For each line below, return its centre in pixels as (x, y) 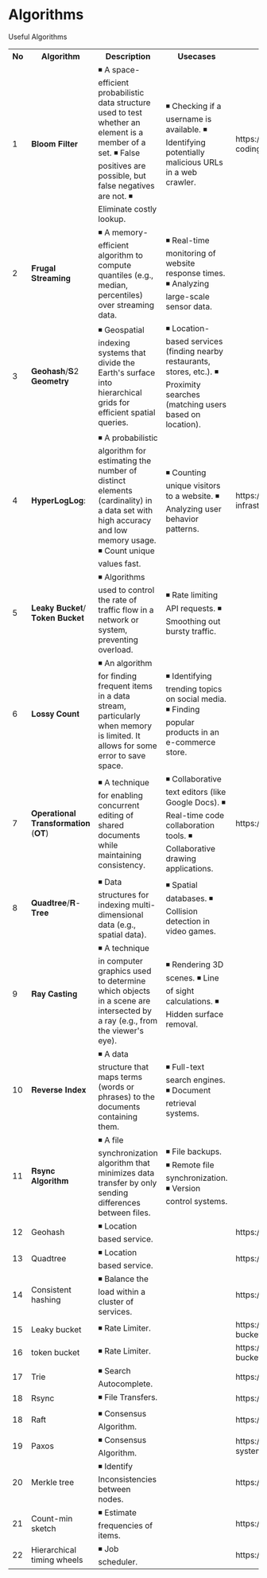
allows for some (128, 746)
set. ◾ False (119, 153)
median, (113, 285)
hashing (46, 1300)
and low (113, 530)
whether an (119, 123)
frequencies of (126, 1525)
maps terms (120, 1077)
